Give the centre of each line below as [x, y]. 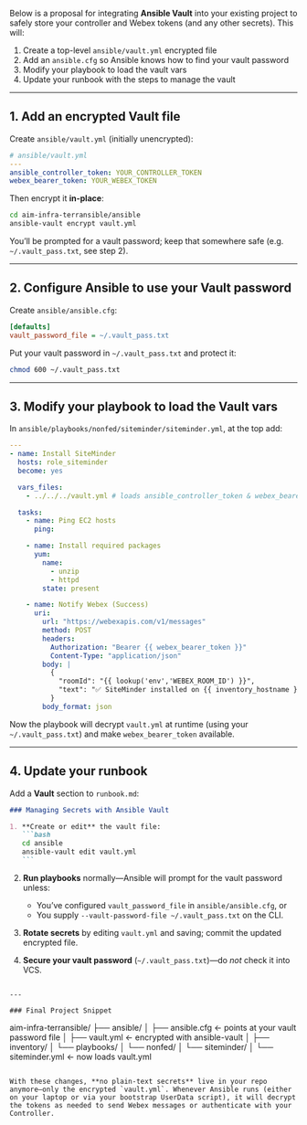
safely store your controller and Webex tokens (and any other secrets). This [152, 23]
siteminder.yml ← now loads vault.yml [81, 1056]
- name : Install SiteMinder [63, 454]
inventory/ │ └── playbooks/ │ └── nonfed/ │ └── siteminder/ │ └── [142, 1046]
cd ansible [42, 844]
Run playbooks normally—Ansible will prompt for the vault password [153, 877]
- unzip [64, 571]
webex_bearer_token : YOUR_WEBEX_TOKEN [83, 181]
